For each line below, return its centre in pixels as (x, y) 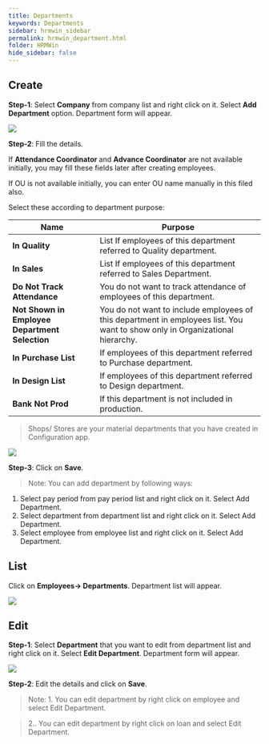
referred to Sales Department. (156, 273)
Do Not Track (38, 287)
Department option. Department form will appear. (90, 113)
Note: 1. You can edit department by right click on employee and (134, 700)
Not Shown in (39, 309)
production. (121, 408)
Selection (31, 340)
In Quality (31, 245)
